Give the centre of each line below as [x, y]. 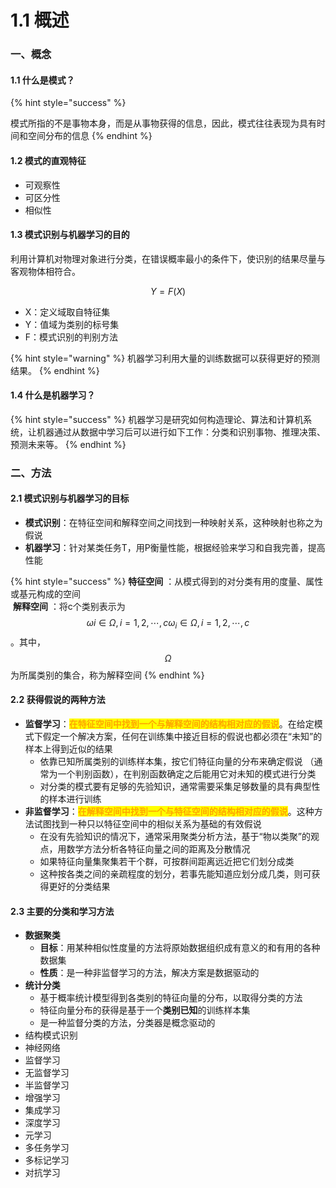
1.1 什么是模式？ [42, 80]
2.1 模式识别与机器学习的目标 [70, 498]
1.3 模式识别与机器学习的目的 [70, 235]
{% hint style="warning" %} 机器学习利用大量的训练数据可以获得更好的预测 [165, 358]
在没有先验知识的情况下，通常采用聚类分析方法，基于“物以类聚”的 [175, 837]
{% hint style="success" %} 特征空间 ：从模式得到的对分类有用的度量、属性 [167, 582]
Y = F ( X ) [168, 291]
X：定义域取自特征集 [67, 312]
